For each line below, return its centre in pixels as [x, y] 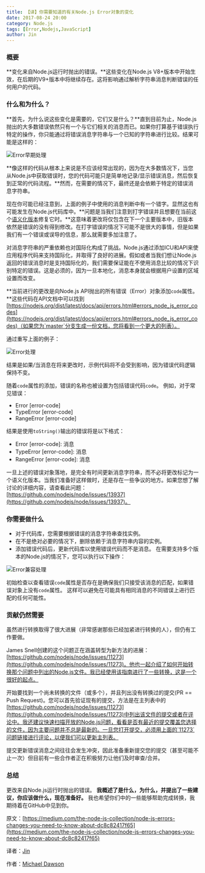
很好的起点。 [22, 680]
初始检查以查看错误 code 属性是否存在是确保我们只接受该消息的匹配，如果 [97, 582]
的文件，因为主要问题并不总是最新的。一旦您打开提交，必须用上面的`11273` [101, 730]
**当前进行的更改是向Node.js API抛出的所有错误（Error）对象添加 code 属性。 [102, 291]
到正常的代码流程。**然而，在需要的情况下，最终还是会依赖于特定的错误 [97, 183]
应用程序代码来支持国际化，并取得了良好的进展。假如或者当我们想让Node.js [102, 255]
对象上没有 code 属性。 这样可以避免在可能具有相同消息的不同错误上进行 [101, 590]
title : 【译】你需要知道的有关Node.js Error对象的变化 [70, 12]
